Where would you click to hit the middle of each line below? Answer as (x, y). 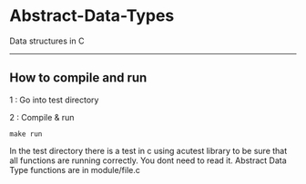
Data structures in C (47, 41)
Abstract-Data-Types (92, 16)
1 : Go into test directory (54, 100)
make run (26, 134)
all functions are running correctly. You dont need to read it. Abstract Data (148, 160)
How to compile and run (78, 78)
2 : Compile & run (42, 117)
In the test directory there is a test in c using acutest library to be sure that (148, 150)
